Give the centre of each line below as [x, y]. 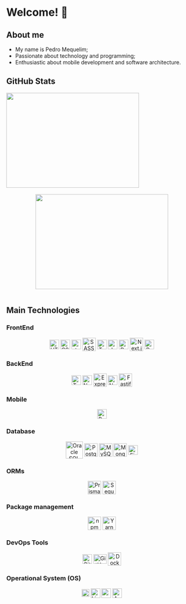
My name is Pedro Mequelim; [51, 49]
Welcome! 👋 [37, 12]
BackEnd [20, 363]
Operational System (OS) [44, 578]
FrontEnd [20, 328]
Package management [40, 507]
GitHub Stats [31, 81]
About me [25, 35]
